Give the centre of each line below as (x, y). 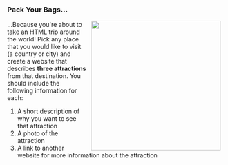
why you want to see (47, 119)
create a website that (37, 61)
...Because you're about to (45, 25)
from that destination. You (44, 76)
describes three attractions (47, 69)
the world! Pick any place (43, 39)
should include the (34, 84)
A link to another (40, 148)
